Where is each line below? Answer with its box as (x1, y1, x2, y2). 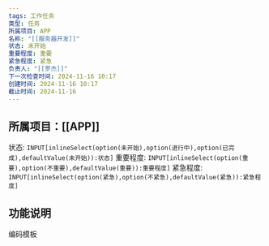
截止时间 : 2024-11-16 (8, 87, 77, 96)
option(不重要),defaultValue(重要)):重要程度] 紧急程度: (21, 163, 203, 173)
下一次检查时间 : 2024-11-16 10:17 (8, 72, 117, 80)
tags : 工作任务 (8, 11, 55, 20)
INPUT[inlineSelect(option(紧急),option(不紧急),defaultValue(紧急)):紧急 (8, 174, 255, 182)
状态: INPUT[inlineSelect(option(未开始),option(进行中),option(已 (8, 143, 229, 153)
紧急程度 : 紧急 (8, 58, 53, 66)
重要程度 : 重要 (8, 50, 53, 58)
